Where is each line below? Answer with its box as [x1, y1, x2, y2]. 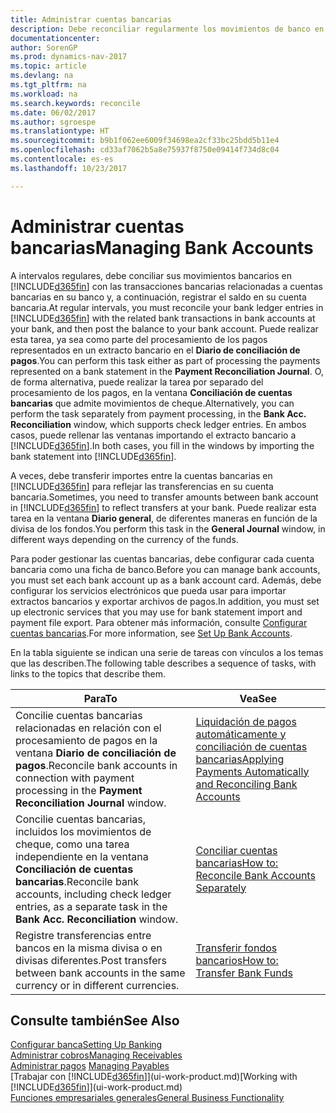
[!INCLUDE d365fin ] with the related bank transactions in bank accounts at [10, 312, 316, 324]
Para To [83, 691, 118, 705]
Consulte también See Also [10, 1012, 180, 1029]
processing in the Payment [15, 783, 143, 797]
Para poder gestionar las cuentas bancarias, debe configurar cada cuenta [10, 552, 315, 565]
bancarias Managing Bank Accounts [10, 236, 314, 259]
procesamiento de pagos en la [15, 733, 158, 747]
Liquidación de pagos [195, 714, 297, 728]
